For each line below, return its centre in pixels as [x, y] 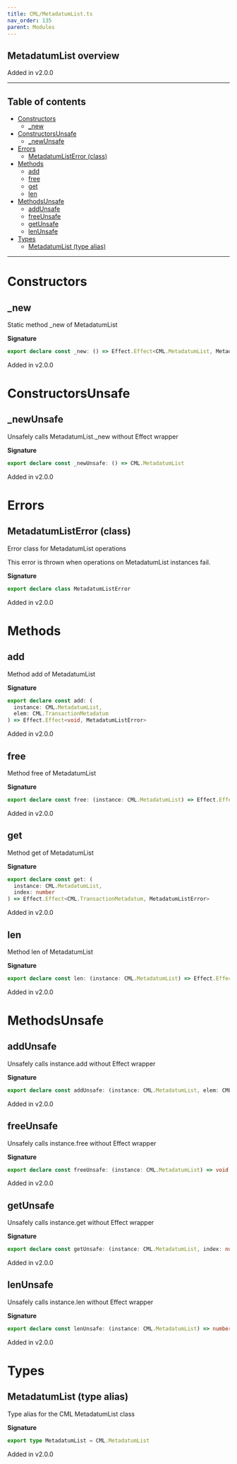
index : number [34, 892]
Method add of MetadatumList [51, 674]
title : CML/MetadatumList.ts [50, 14]
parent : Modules [31, 27]
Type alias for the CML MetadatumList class [71, 1414]
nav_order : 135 [30, 21]
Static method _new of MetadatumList [62, 325]
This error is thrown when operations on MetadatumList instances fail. [109, 562]
